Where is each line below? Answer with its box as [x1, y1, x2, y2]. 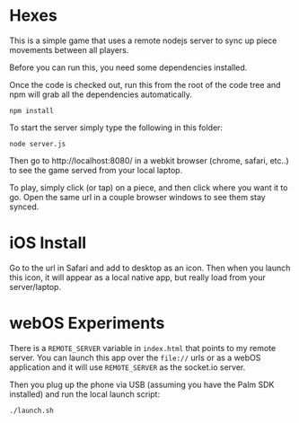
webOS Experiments [9, 313, 165, 333]
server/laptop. [9, 281, 61, 292]
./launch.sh [9, 406, 54, 415]
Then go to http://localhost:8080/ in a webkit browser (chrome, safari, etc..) [9, 154, 289, 166]
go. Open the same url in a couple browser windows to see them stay [9, 191, 267, 202]
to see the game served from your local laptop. [9, 164, 183, 175]
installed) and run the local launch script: [9, 388, 160, 400]
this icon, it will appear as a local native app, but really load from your [9, 271, 267, 283]
